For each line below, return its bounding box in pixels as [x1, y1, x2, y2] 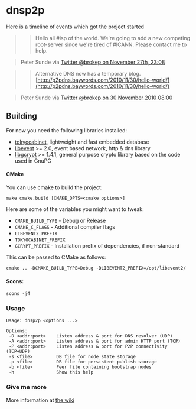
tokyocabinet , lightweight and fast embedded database [14, 138, 149, 145]
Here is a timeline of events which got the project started [6, 23, 145, 30]
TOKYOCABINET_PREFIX [14, 237, 66, 243]
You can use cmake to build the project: [6, 184, 103, 191]
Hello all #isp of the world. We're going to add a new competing [35, 34, 191, 41]
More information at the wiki [6, 397, 75, 404]
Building [6, 111, 37, 121]
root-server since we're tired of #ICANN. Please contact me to [35, 41, 187, 48]
